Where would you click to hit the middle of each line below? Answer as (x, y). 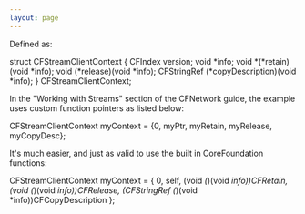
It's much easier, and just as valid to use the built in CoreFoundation (137, 153)
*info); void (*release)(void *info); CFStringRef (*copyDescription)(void (163, 71)
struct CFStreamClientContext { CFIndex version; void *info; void (131, 61)
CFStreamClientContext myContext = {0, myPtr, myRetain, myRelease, (141, 126)
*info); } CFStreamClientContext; (71, 81)
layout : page (34, 18)
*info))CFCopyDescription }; (62, 199)
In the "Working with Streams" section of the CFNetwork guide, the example (152, 98)
